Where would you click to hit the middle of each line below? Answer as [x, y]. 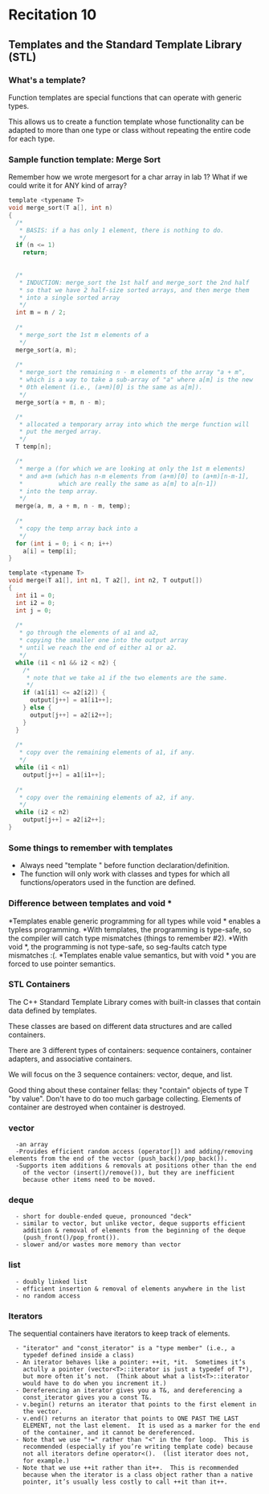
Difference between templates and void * [90, 903]
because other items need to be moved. [90, 1180]
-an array [32, 1145]
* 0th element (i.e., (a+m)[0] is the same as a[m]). [111, 388]
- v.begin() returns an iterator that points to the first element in [136, 1405]
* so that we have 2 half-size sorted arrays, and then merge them [134, 290]
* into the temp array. [59, 491]
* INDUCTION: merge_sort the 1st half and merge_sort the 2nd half [134, 282]
